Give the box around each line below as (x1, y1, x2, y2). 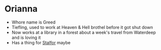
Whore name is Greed (11, 19, 55, 25)
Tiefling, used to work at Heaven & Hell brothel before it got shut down (11, 24, 153, 30)
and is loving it (11, 35, 41, 40)
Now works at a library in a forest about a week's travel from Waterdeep (11, 29, 156, 35)
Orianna (4, 3, 38, 14)
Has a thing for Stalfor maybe (11, 39, 71, 45)
